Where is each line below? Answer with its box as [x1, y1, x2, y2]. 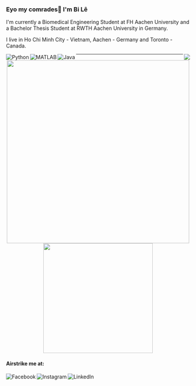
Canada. [6, 42, 26, 49]
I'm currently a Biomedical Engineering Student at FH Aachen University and [6, 19, 190, 26]
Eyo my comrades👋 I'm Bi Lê [6, 5, 88, 13]
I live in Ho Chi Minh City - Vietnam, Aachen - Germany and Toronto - [6, 36, 173, 43]
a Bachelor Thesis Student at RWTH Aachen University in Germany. [6, 25, 168, 32]
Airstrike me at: [6, 360, 45, 367]
